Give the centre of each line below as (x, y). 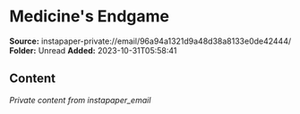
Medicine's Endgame (90, 16)
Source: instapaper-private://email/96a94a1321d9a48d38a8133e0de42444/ (150, 41)
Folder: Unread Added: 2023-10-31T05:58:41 (93, 50)
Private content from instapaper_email (80, 100)
